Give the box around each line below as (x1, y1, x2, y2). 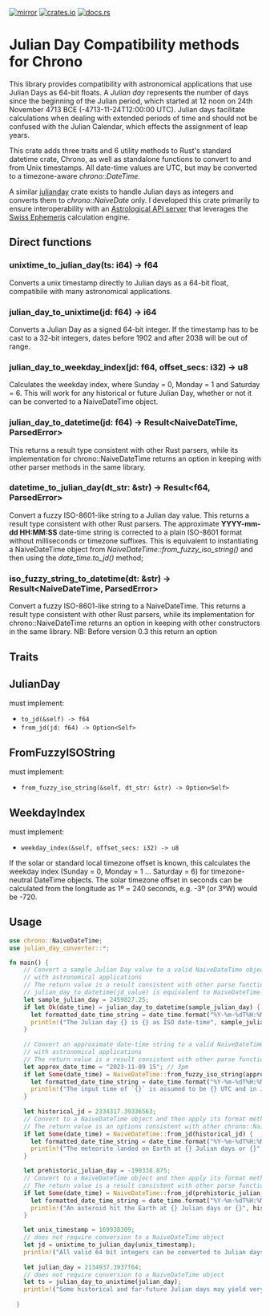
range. (9, 341, 31, 351)
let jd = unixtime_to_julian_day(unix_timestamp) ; (23, 1241, 196, 1249)
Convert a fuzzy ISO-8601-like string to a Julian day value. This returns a (9, 510, 250, 520)
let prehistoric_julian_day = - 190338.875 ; (23, 1167, 171, 1175)
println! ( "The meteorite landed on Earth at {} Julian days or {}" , (30, 1144, 264, 1153)
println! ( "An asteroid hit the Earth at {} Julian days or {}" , (30, 1204, 250, 1212)
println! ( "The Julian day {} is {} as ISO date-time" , (30, 1018, 218, 1026)
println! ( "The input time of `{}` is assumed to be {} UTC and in (30, 1085, 257, 1093)
